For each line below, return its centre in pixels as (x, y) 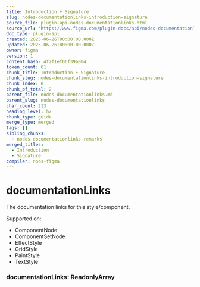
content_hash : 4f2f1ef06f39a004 (46, 61)
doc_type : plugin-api (33, 34)
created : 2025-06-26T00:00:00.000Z (50, 39)
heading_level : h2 (29, 111)
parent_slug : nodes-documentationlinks (56, 100)
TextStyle (26, 262)
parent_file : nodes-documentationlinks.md (60, 95)
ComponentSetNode (40, 236)
